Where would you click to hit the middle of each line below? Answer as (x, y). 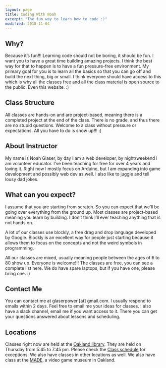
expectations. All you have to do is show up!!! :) (53, 130)
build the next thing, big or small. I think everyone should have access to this (83, 77)
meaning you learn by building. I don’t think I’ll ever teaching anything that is (83, 217)
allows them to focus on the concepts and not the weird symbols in (74, 243)
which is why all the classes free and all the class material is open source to (82, 82)
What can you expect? (40, 195)
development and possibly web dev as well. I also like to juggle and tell (77, 174)
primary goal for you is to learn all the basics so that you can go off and (78, 71)
